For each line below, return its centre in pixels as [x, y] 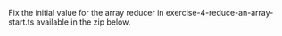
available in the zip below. [83, 22]
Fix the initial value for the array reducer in [86, 13]
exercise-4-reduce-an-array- [220, 13]
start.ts [21, 22]
